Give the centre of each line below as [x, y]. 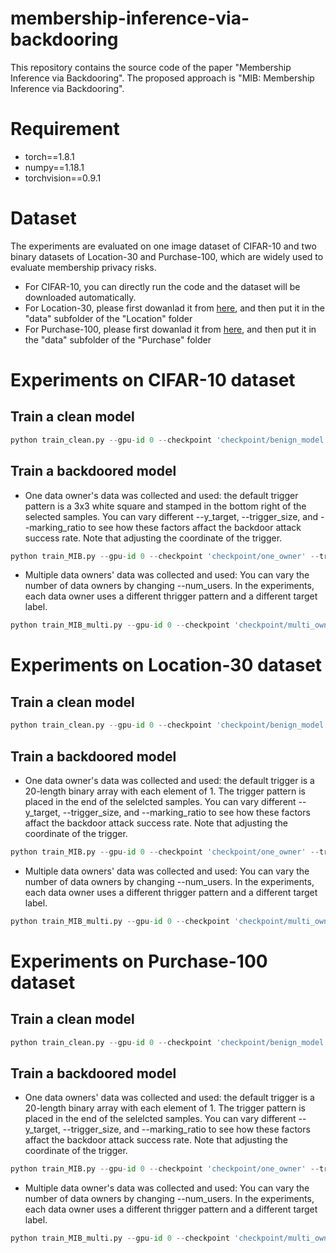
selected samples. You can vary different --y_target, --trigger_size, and [171, 516]
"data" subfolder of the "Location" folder [108, 318]
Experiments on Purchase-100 [139, 961]
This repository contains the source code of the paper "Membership [151, 67]
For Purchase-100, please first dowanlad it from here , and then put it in [170, 329]
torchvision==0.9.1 [63, 178]
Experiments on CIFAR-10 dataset [153, 380]
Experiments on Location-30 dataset [166, 665]
